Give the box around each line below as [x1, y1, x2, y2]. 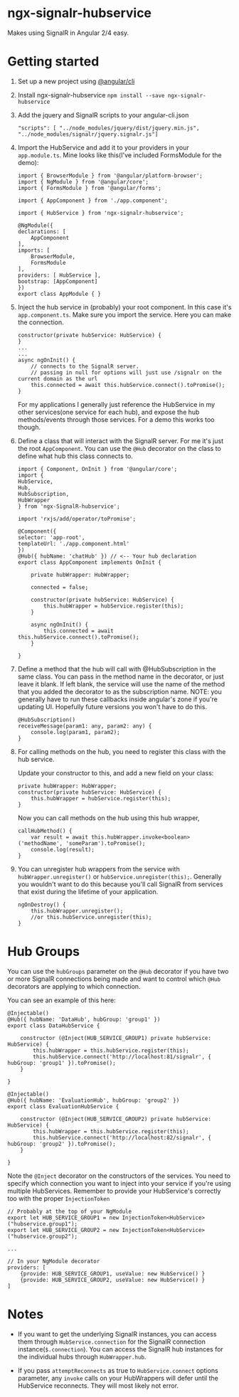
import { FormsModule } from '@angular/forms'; [17, 184, 161, 191]
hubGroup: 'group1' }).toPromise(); [7, 1059, 116, 1066]
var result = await [31, 834, 89, 841]
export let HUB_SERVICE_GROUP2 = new [7, 1226, 119, 1233]
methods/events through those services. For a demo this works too [17, 415, 215, 424]
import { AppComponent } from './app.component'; [17, 197, 169, 204]
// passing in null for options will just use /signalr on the [31, 368, 222, 376]
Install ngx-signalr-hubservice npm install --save [17, 90, 165, 99]
